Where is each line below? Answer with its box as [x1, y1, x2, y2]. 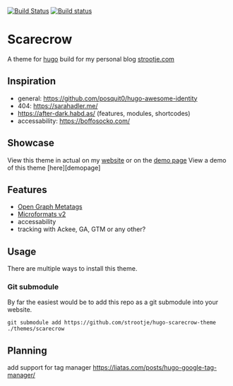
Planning [7, 344, 47, 356]
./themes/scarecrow [7, 325, 65, 332]
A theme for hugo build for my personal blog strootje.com [7, 54, 175, 63]
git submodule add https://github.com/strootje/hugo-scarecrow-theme [7, 319, 217, 327]
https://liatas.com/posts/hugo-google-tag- [92, 363, 217, 372]
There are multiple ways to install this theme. [7, 264, 138, 273]
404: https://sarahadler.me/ [17, 101, 98, 110]
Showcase [7, 137, 55, 149]
